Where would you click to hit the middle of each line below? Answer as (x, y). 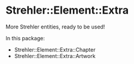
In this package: (25, 38)
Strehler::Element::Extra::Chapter (55, 49)
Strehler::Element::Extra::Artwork (55, 56)
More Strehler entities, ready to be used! (55, 27)
